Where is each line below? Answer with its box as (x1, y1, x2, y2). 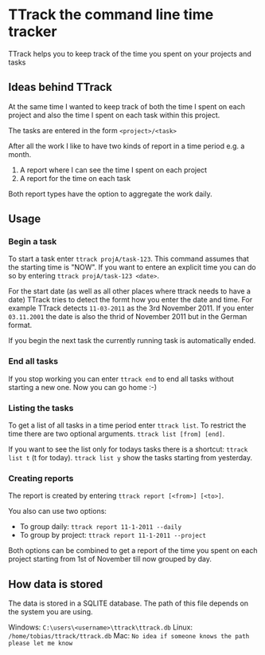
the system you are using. (8, 607, 93, 617)
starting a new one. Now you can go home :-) (8, 382, 158, 392)
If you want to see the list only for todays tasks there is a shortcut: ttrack (8, 444, 248, 454)
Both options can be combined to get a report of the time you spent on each (8, 546, 258, 555)
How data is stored (8, 577, 103, 591)
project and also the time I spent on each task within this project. (8, 110, 220, 120)
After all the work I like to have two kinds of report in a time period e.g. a (8, 141, 245, 151)
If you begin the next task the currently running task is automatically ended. (8, 336, 256, 345)
